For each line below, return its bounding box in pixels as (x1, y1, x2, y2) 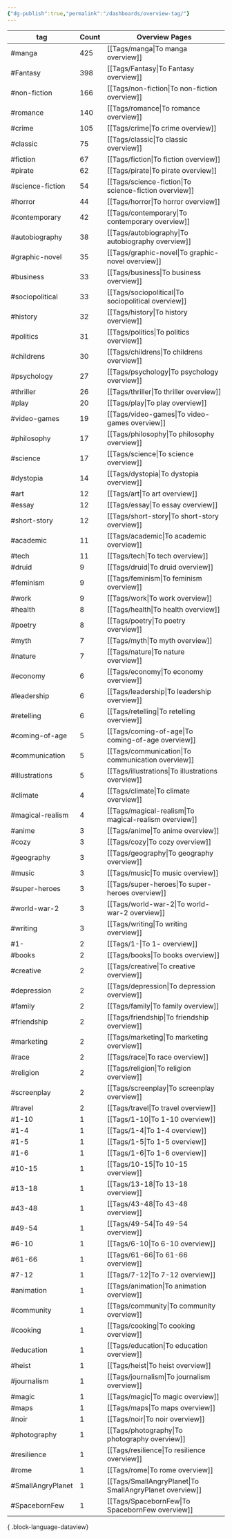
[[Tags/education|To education (106, 1340, 209, 1350)
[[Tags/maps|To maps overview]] (106, 1403, 216, 1412)
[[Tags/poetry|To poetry (106, 616, 186, 626)
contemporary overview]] (106, 216, 190, 226)
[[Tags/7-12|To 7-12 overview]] (106, 1270, 216, 1279)
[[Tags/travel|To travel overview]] (106, 1103, 216, 1113)
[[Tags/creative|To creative (106, 962, 195, 971)
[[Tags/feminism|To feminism (106, 573, 202, 583)
